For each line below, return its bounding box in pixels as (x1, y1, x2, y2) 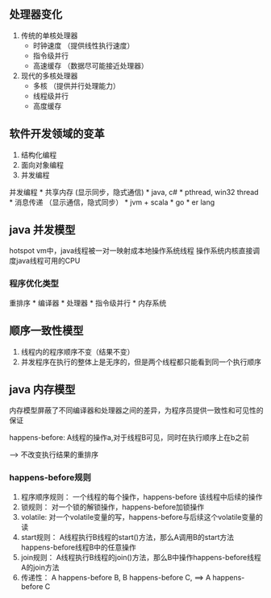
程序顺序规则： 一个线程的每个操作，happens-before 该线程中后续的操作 (20, 492, 263, 501)
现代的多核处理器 (20, 71, 78, 81)
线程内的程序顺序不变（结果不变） (20, 347, 135, 356)
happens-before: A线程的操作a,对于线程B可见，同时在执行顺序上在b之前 (9, 433, 249, 442)
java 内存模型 (9, 382, 76, 397)
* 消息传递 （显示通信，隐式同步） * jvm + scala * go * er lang (9, 197, 215, 207)
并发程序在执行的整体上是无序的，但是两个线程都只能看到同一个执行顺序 (20, 357, 261, 367)
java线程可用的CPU (15, 256, 81, 266)
